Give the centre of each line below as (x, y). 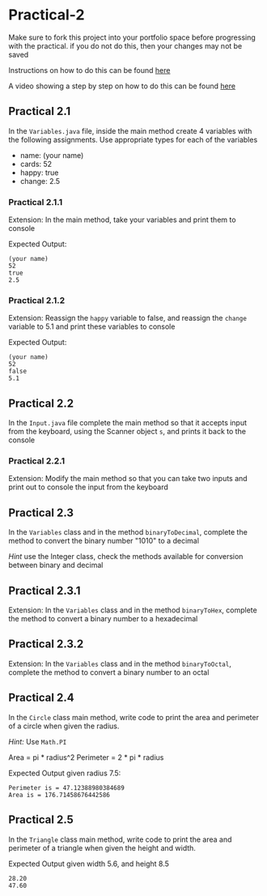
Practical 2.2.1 (37, 461)
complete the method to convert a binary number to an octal (109, 672)
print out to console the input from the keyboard (88, 487)
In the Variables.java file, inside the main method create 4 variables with (130, 130)
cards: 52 (36, 164)
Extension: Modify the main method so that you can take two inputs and (128, 479)
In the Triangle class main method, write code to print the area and (120, 839)
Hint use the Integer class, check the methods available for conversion (126, 557)
